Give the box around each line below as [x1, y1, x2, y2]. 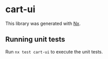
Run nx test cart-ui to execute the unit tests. [5, 48, 103, 54]
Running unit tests [5, 35, 65, 44]
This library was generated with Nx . [5, 20, 81, 26]
